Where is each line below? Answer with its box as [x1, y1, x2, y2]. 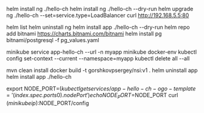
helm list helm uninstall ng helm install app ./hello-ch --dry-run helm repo [6, 24, 190, 31]
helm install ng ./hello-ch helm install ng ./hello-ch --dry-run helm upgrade [6, 5, 194, 12]
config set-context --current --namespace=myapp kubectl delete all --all [6, 55, 190, 62]
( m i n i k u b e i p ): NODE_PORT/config [6, 99, 90, 106]
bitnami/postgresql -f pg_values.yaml [6, 37, 99, 43]
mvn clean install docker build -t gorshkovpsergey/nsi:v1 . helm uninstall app [6, 67, 198, 74]
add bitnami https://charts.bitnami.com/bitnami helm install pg [6, 30, 163, 37]
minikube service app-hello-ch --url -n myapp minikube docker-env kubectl [6, 48, 197, 56]
